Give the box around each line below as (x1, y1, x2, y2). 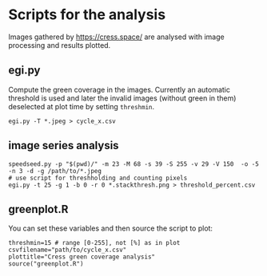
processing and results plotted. (8, 40, 111, 49)
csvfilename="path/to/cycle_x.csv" (8, 246, 127, 254)
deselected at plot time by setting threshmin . (8, 101, 155, 111)
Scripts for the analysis (8, 6, 166, 24)
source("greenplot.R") (8, 260, 84, 268)
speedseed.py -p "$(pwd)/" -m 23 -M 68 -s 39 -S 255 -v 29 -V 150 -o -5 (8, 160, 260, 168)
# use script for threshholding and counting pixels (8, 174, 188, 182)
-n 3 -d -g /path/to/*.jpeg (8, 167, 102, 175)
